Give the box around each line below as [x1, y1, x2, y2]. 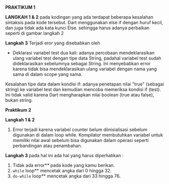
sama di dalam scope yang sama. [12, 71, 82, 77]
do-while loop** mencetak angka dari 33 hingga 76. [12, 173, 121, 179]
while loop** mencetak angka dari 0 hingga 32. [12, 168, 112, 173]
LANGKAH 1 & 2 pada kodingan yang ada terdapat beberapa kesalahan [5, 14, 153, 20]
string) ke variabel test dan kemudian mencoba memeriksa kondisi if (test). [5, 86, 161, 93]
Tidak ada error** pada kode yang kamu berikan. [12, 162, 115, 168]
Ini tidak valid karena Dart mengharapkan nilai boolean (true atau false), [5, 92, 154, 98]
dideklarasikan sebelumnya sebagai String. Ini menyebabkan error [12, 61, 151, 66]
